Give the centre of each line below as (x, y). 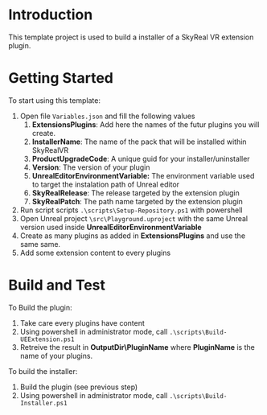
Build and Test (57, 285)
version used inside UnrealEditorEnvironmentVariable (111, 227)
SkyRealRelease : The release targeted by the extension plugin (136, 193)
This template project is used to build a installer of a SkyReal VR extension (131, 37)
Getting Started (61, 78)
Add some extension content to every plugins (95, 253)
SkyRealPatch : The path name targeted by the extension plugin (138, 201)
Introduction (51, 15)
